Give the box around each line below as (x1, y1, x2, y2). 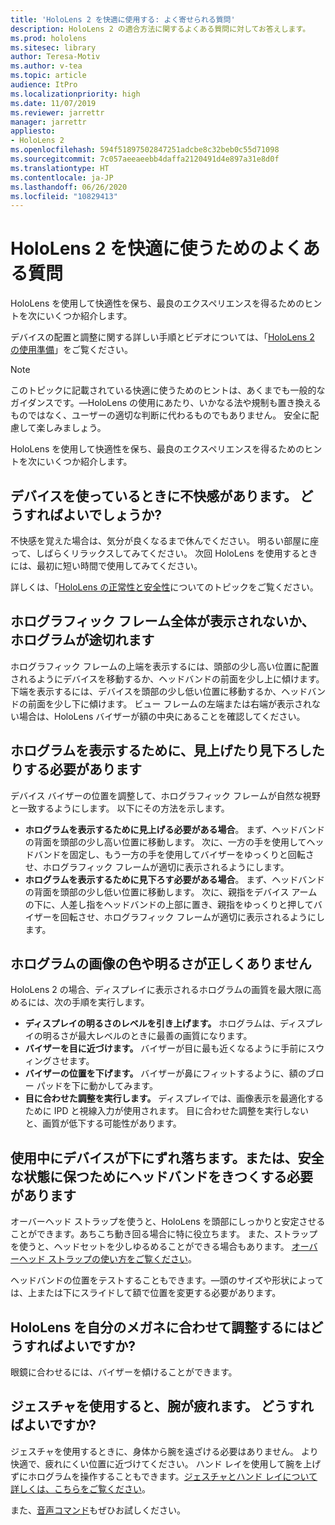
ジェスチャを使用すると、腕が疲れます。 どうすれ (10, 1398, 314, 1415)
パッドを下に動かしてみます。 (36, 1080, 158, 1092)
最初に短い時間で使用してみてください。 (36, 560, 203, 571)
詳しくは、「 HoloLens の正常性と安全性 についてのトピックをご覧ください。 (10, 581, 319, 593)
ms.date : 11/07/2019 (10, 98, 97, 108)
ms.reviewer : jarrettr (10, 107, 105, 118)
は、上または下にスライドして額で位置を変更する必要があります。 (10, 1287, 282, 1299)
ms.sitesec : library (10, 42, 97, 53)
